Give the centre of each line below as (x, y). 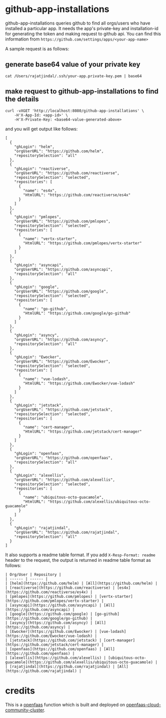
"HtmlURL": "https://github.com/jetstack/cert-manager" (82, 432)
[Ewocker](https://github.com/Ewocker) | (53, 631)
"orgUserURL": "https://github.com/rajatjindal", (67, 532)
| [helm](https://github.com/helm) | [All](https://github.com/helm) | (81, 583)
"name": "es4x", (40, 191)
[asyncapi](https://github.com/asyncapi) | (55, 605)
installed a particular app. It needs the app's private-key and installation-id (82, 28)
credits (20, 691)
